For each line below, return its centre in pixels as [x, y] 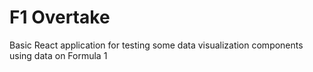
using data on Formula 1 [58, 55]
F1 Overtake [60, 17]
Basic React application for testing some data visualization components [156, 45]
